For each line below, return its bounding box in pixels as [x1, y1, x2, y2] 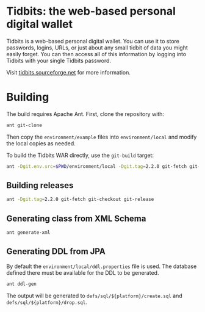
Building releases [6, 180, 74, 190]
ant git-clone [6, 122, 43, 128]
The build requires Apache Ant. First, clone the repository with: [6, 110, 165, 117]
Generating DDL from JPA [6, 246, 106, 257]
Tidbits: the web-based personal [6, 4, 176, 18]
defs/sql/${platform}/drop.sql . [6, 298, 87, 306]
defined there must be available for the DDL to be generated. [6, 269, 159, 276]
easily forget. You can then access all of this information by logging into [6, 50, 187, 57]
